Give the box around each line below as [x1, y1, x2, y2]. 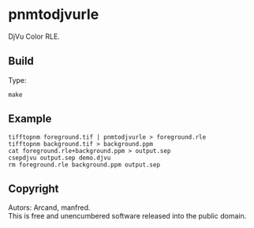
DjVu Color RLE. [8, 32, 61, 41]
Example [8, 112, 52, 125]
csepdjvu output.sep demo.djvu [8, 154, 111, 162]
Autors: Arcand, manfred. [8, 203, 91, 212]
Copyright [8, 181, 59, 195]
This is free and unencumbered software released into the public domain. [8, 211, 247, 221]
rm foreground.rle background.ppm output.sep [8, 160, 160, 169]
